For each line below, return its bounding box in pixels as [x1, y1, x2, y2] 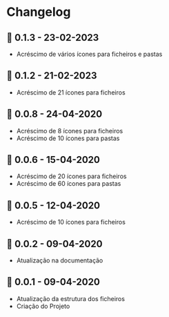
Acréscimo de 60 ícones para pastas [16, 180, 121, 188]
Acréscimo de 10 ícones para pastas [16, 134, 120, 142]
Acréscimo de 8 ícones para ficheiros [16, 126, 123, 135]
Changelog [6, 4, 71, 20]
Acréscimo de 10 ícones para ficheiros [16, 218, 126, 227]
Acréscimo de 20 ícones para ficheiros [16, 172, 127, 180]
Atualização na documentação [16, 256, 103, 265]
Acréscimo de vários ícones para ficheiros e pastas [16, 50, 163, 58]
